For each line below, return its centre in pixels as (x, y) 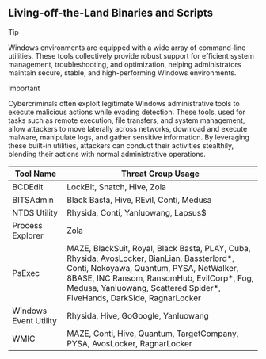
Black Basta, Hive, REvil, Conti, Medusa (139, 200)
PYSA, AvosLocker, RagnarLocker (129, 343)
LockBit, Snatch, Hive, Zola (116, 187)
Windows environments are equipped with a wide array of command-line (127, 48)
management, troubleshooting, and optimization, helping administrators (125, 64)
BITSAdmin (33, 200)
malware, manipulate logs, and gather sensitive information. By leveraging (129, 137)
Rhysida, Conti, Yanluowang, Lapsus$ (137, 212)
